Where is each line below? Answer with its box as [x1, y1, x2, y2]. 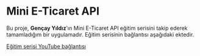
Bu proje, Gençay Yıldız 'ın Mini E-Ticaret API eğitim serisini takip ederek [6, 24, 188, 32]
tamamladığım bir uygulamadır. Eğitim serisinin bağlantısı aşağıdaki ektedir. [6, 30, 195, 38]
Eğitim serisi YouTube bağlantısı [6, 43, 87, 50]
